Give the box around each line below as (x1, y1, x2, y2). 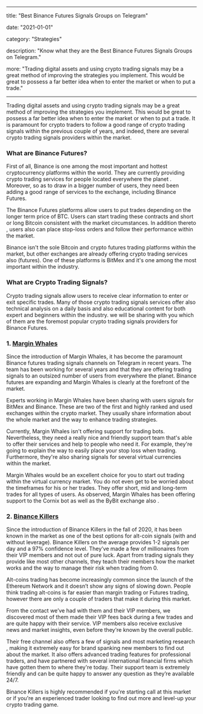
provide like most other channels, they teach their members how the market (6, 558, 195, 565)
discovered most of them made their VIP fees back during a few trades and (6, 614, 193, 621)
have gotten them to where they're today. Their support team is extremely (6, 664, 190, 671)
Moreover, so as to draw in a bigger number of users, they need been (6, 182, 179, 189)
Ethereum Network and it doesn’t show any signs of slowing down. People (6, 582, 192, 590)
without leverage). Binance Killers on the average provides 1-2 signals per (6, 539, 190, 546)
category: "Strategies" (6, 36, 62, 42)
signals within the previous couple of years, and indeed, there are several (6, 127, 189, 135)
